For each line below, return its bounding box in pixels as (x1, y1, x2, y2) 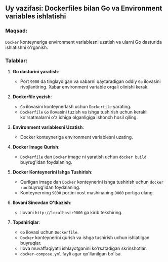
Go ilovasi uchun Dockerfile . (20, 229, 79, 235)
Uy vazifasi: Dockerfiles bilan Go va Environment (5, 4, 162, 13)
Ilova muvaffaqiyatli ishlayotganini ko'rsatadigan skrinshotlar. (20, 245, 147, 251)
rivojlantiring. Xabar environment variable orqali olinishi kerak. (20, 83, 149, 90)
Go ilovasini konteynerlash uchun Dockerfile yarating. (20, 103, 132, 109)
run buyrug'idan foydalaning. (20, 184, 80, 190)
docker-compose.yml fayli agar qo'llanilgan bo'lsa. (20, 250, 122, 256)
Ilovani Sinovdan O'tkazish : (12, 199, 72, 206)
